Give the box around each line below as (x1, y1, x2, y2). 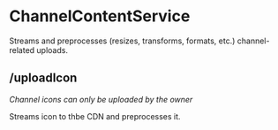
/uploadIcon (9, 71, 78, 86)
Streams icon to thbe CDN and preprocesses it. (9, 111, 181, 121)
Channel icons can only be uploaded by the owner (9, 94, 193, 104)
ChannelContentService (9, 6, 191, 27)
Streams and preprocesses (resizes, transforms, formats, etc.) (9, 35, 236, 46)
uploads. (36, 44, 69, 55)
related (9, 44, 35, 55)
